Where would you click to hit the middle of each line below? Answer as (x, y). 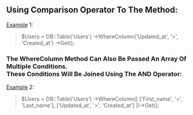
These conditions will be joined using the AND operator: (94, 74)
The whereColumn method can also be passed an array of (96, 58)
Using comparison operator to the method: (92, 10)
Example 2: (20, 87)
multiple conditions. (37, 66)
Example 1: (20, 24)
